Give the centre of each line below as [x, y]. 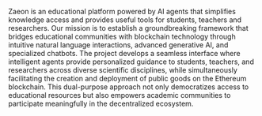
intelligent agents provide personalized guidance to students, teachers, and [131, 62]
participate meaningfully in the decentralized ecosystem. [101, 103]
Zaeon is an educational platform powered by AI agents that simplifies [122, 11]
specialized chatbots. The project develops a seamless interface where [124, 53]
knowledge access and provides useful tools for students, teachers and [125, 20]
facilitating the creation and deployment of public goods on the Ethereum [127, 79]
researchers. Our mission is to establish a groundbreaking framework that [129, 28]
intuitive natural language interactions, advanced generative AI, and [118, 45]
